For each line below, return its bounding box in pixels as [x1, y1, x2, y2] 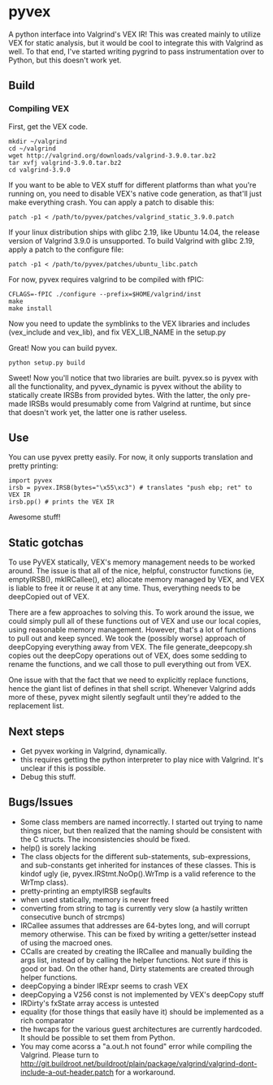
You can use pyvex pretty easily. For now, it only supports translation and [8, 452, 253, 462]
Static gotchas [8, 535, 84, 550]
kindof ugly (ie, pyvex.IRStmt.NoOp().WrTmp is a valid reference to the [19, 868, 256, 879]
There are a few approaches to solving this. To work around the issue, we [8, 607, 254, 617]
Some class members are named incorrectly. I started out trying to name [19, 817, 263, 827]
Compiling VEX [8, 103, 70, 115]
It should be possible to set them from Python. [19, 1032, 175, 1042]
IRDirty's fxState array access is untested [19, 998, 159, 1008]
